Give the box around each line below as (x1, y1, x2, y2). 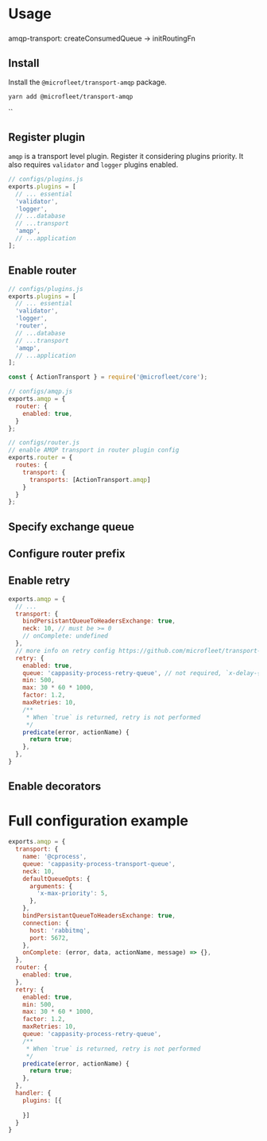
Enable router (8, 264, 77, 277)
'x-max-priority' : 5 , (37, 890, 109, 898)
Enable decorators (8, 780, 102, 794)
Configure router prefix (8, 547, 126, 561)
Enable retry (8, 574, 71, 588)
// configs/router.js (8, 439, 80, 447)
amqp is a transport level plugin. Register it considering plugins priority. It (8, 152, 244, 161)
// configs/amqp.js (8, 387, 73, 396)
